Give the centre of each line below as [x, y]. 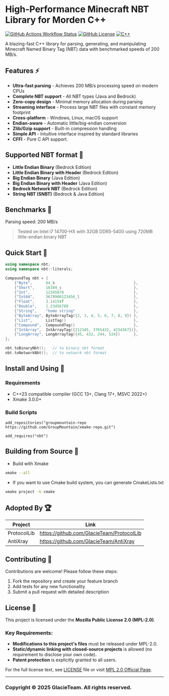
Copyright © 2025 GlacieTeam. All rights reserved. [69, 687]
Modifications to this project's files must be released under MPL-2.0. [85, 644]
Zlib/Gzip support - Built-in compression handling [65, 128]
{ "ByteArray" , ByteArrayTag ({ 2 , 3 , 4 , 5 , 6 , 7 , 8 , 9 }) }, [76, 315]
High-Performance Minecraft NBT [77, 9]
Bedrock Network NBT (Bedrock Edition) [55, 188]
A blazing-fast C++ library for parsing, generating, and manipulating [76, 43]
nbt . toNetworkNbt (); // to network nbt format [56, 353]
